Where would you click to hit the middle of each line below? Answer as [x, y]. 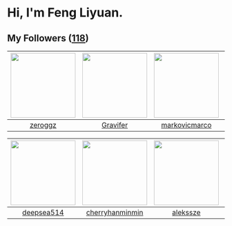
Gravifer [115, 125]
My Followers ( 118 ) [48, 38]
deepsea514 [43, 213]
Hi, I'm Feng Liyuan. [65, 13]
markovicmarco [186, 125]
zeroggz [43, 125]
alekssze [186, 213]
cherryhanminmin [115, 213]
